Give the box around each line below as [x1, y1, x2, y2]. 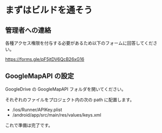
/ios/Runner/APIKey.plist [12, 107, 62, 113]
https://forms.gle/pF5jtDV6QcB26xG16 [5, 56, 85, 62]
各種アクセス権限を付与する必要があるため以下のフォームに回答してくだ [5, 40, 154, 46]
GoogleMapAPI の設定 [5, 72, 74, 80]
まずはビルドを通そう [5, 4, 93, 16]
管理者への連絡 [5, 26, 51, 34]
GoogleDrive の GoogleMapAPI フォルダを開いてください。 [5, 86, 126, 92]
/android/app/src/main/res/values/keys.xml [12, 112, 101, 118]
